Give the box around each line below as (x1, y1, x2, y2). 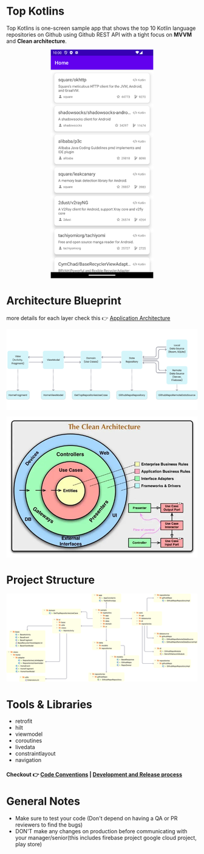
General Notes (6, 794, 81, 808)
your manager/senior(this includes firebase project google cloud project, (15, 834, 197, 841)
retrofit (15, 717, 33, 725)
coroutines (15, 737, 42, 744)
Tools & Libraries (6, 697, 93, 711)
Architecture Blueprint (6, 294, 121, 308)
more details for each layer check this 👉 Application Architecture (6, 314, 171, 321)
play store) (15, 840, 42, 848)
